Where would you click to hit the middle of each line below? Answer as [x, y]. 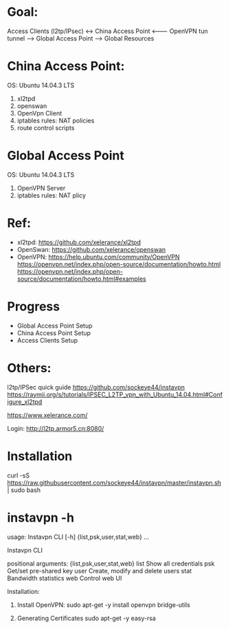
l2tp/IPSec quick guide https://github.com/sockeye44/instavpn [96, 387]
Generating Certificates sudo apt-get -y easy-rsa [87, 618]
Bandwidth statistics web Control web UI [65, 578]
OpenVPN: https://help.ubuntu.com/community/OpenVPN [98, 257]
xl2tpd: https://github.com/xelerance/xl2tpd [79, 242]
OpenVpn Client [39, 113]
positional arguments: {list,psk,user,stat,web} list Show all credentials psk [111, 563]
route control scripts [46, 127]
